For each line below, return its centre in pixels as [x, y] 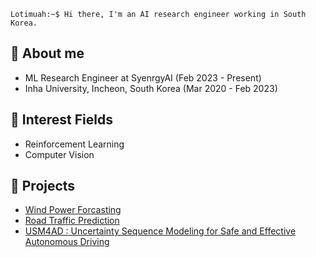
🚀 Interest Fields [61, 120]
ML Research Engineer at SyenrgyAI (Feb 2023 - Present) [143, 77]
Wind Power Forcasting [73, 210]
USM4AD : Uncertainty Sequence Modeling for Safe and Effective [160, 231]
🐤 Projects [43, 186]
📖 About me [47, 53]
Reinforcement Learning [74, 144]
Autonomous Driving [67, 242]
